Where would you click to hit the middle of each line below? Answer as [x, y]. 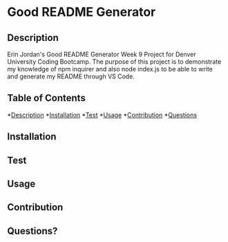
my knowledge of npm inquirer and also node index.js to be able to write [110, 69]
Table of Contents [47, 98]
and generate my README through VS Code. [71, 76]
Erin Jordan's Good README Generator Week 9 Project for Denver [102, 54]
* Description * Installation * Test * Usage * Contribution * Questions [102, 114]
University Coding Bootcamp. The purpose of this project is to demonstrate [114, 62]
